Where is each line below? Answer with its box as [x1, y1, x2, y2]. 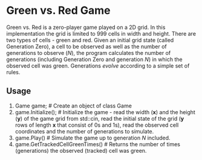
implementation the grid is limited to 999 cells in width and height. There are [6, 30, 197, 37]
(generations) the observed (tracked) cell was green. [15, 147, 147, 154]
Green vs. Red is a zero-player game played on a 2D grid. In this [6, 24, 166, 31]
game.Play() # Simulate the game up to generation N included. [15, 134, 171, 141]
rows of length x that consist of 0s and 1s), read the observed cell [15, 121, 179, 129]
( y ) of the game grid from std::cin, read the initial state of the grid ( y [15, 115, 184, 122]
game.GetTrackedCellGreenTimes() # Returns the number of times [15, 140, 180, 148]
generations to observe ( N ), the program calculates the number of [6, 49, 171, 56]
